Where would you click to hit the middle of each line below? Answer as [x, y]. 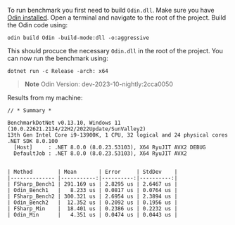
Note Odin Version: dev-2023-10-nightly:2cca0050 [99, 84]
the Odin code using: [38, 25]
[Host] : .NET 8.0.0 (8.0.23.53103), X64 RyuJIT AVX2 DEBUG [110, 147]
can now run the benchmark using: [58, 58]
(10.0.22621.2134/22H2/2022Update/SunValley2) [77, 129]
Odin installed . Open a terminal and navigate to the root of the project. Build [117, 18]
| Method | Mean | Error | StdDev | [93, 172]
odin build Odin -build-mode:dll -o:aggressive [78, 38]
